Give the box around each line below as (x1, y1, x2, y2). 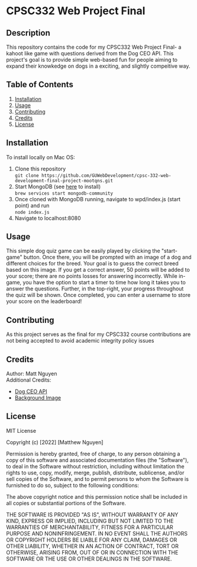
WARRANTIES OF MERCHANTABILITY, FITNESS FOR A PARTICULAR (6, 524, 173, 531)
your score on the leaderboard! (6, 298, 82, 305)
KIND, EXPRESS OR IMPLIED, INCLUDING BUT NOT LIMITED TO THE (6, 517, 174, 524)
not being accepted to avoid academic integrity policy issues (6, 337, 154, 344)
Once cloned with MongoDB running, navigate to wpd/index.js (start (14, 195, 181, 202)
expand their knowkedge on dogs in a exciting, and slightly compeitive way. (6, 62, 190, 69)
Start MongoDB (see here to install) (14, 183, 101, 190)
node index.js (14, 209, 50, 215)
